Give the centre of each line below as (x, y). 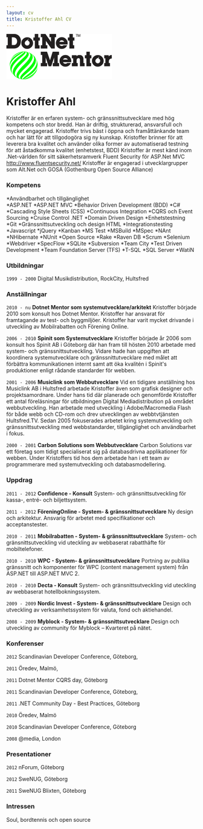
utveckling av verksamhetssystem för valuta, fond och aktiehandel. (90, 610)
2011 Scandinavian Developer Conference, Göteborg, (72, 691)
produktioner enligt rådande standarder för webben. (71, 370)
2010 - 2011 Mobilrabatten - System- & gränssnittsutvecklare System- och (101, 536)
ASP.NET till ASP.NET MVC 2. (43, 573)
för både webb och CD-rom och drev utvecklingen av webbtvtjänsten (93, 414)
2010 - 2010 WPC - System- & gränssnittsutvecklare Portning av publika (98, 560)
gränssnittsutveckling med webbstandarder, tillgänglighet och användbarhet (101, 427)
